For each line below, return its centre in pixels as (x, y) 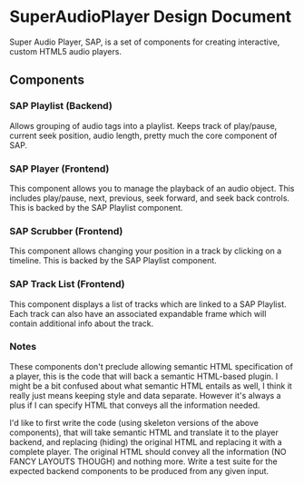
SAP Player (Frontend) (59, 168)
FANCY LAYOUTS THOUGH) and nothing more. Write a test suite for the (144, 461)
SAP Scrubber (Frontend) (66, 231)
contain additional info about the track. (82, 323)
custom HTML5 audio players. (66, 51)
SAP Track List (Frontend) (67, 284)
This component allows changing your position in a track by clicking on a (146, 251)
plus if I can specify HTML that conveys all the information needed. (135, 405)
